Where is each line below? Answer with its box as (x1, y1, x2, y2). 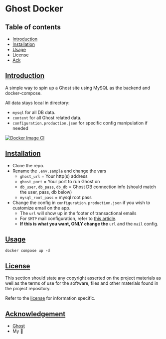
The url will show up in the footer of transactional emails (19, 210, 137, 216)
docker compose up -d (5, 248, 50, 253)
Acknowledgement (5, 310, 66, 318)
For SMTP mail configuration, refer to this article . (19, 215, 117, 222)
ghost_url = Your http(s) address (19, 173, 88, 179)
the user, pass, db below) (19, 189, 72, 195)
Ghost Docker (5, 3, 63, 14)
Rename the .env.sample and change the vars (12, 168, 106, 174)
